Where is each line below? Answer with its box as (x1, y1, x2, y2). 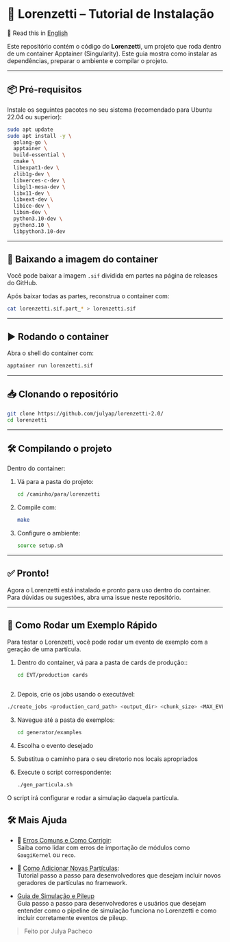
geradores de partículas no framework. (16, 878, 128, 886)
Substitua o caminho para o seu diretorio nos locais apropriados (16, 755, 199, 763)
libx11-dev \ (13, 190, 51, 197)
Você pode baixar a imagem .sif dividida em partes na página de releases (7, 271, 218, 280)
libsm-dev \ (13, 209, 48, 216)
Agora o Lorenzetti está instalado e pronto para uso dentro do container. (7, 585, 211, 594)
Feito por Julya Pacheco (23, 927, 92, 935)
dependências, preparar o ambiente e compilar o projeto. (7, 56, 168, 64)
